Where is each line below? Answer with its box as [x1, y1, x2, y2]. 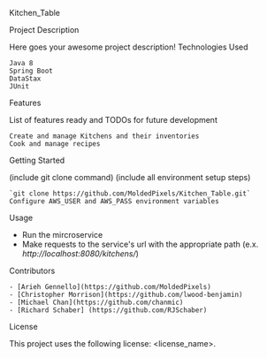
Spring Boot [9, 66, 53, 75]
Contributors [9, 265, 56, 276]
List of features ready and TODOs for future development [9, 115, 218, 125]
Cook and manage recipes [9, 140, 101, 149]
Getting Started [9, 155, 65, 165]
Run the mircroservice [21, 230, 103, 240]
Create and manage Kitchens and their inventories [9, 132, 200, 141]
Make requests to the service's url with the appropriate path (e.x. [21, 239, 259, 249]
